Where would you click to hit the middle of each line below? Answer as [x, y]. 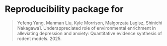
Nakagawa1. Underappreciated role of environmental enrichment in [87, 28]
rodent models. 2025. [39, 39]
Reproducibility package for [64, 9]
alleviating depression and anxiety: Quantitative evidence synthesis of [89, 33]
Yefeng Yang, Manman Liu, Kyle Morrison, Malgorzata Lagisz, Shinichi [90, 23]
